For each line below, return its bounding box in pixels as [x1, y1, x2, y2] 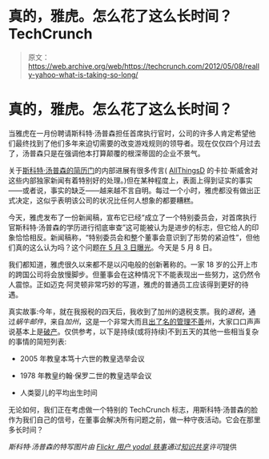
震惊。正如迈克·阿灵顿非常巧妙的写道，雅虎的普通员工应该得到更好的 [14, 280, 243, 289]
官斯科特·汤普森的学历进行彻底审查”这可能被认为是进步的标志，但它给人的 [8, 222, 252, 232]
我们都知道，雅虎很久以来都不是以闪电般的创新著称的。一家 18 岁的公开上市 [8, 260, 259, 269]
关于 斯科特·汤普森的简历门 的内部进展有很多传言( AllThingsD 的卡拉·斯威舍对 [8, 165, 259, 175]
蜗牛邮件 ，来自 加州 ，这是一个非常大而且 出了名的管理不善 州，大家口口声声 [15, 316, 261, 326]
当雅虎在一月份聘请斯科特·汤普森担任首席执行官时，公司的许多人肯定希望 [8, 128, 250, 138]
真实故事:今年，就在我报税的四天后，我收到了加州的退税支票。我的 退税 [8, 306, 243, 316]
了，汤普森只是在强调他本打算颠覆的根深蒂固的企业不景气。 [8, 148, 205, 158]
